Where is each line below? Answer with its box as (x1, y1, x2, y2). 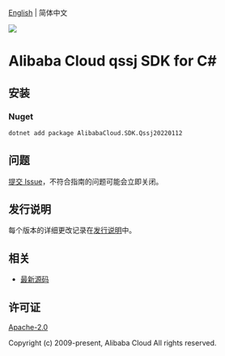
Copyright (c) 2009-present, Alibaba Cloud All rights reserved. (8, 338, 217, 347)
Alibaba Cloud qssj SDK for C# (8, 52, 217, 70)
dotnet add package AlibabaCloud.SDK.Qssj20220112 (8, 129, 183, 137)
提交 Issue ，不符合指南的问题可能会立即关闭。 (8, 176, 163, 186)
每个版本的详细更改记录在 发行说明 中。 (8, 226, 136, 235)
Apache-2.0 (8, 323, 49, 332)
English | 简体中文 (8, 8, 68, 17)
